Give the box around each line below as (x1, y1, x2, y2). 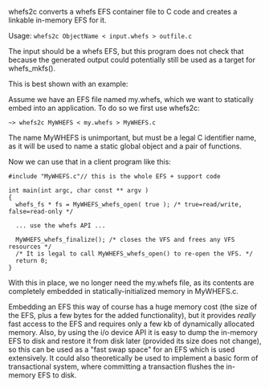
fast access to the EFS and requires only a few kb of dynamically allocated (8, 319, 255, 329)
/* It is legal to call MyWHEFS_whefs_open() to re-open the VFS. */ (15, 250, 253, 258)
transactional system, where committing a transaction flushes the (8, 361, 225, 371)
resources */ (8, 243, 52, 251)
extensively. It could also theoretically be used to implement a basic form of (8, 353, 259, 362)
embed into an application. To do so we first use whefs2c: (8, 104, 201, 112)
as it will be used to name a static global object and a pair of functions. (8, 141, 243, 151)
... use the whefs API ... (15, 222, 106, 230)
